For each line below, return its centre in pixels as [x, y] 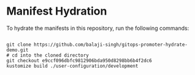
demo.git [17, 50]
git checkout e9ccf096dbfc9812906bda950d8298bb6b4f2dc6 [79, 60]
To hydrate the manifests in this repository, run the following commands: [98, 28]
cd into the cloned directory [50, 55]
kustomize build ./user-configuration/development [72, 66]
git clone [19, 45]
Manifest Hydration [57, 11]
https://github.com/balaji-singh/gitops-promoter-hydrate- [111, 45]
